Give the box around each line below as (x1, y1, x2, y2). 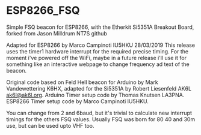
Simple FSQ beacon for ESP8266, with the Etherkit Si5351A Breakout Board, (6, 23, 194, 31)
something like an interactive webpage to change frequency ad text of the (6, 61, 190, 68)
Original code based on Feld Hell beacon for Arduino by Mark (6, 79, 158, 86)
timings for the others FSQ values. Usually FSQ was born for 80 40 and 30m (6, 115, 196, 123)
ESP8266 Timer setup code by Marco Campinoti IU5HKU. (6, 97, 149, 105)
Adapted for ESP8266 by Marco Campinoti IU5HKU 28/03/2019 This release (6, 41, 196, 49)
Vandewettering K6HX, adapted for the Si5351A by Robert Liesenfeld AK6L (6, 85, 191, 92)
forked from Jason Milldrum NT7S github (6, 29, 107, 37)
